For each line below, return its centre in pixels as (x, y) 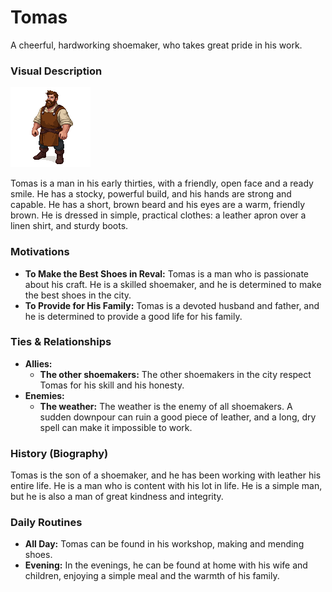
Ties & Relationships (61, 342)
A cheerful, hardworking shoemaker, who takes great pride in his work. (156, 45)
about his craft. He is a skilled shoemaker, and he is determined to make (173, 284)
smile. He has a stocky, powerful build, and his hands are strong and (151, 194)
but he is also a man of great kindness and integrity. (117, 497)
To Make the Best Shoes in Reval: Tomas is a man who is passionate (167, 273)
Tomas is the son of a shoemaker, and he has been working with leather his (166, 475)
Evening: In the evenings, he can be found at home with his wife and (166, 565)
